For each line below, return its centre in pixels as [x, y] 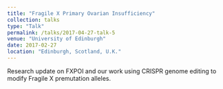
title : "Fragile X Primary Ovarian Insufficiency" [81, 13]
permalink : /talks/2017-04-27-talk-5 [61, 33]
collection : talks [33, 20]
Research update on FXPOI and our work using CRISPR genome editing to [112, 71]
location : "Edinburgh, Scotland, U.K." [64, 52]
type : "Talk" [26, 26]
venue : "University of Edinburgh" [57, 39]
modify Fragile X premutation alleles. [59, 78]
